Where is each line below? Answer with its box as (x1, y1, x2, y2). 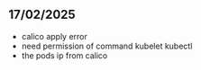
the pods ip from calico (21, 49, 108, 61)
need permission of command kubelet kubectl (21, 40, 193, 51)
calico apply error (21, 31, 87, 41)
